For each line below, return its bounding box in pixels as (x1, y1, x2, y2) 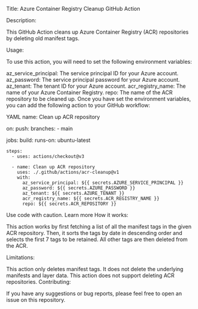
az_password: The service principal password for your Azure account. (6, 76, 180, 83)
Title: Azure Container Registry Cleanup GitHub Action (6, 5, 140, 12)
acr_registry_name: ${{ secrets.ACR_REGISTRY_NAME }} (22, 195, 160, 201)
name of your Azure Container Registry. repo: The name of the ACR (6, 89, 173, 96)
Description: (6, 17, 37, 23)
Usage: (6, 46, 24, 54)
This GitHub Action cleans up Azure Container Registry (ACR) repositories (6, 28, 189, 35)
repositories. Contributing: (6, 278, 71, 285)
